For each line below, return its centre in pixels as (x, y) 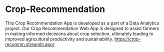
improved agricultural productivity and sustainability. (59, 39)
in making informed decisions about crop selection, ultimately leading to (79, 33)
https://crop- (127, 39)
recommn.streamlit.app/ (30, 44)
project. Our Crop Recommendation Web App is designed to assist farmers (82, 28)
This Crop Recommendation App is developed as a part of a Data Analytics (82, 23)
